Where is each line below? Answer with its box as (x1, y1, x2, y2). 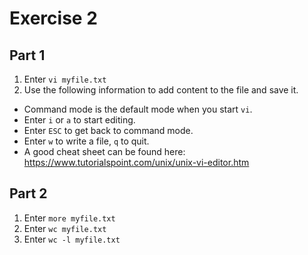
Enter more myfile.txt (23, 212, 116, 224)
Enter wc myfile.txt (23, 222, 107, 234)
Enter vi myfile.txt (23, 73, 107, 85)
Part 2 (9, 185, 48, 202)
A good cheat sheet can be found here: (23, 146, 186, 157)
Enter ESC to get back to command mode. (23, 125, 194, 136)
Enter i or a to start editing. (23, 114, 136, 126)
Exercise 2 (9, 7, 98, 30)
